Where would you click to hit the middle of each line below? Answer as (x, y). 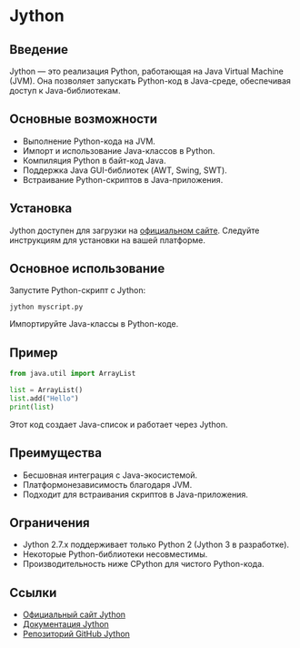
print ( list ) (32, 407)
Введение (39, 50)
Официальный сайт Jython (74, 614)
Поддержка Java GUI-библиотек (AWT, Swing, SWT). (125, 170)
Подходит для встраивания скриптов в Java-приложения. (135, 494)
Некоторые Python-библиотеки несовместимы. (115, 554)
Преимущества (56, 453)
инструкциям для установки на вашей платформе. (108, 240)
